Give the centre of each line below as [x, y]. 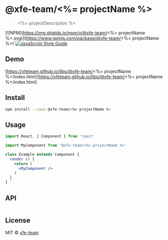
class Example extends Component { [42, 154]
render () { [22, 159]
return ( [23, 164]
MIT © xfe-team [22, 232]
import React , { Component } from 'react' [50, 136]
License [18, 221]
